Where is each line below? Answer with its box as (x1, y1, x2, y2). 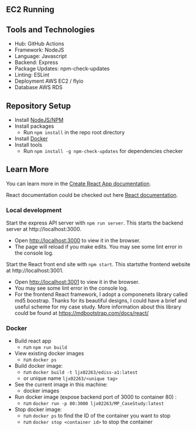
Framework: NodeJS (14, 46, 64, 53)
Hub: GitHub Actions (14, 40, 64, 47)
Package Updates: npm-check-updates (14, 65, 110, 72)
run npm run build (23, 344, 67, 351)
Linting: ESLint (14, 72, 50, 79)
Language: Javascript (14, 53, 67, 60)
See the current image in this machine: (14, 381, 108, 388)
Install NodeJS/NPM (14, 117, 64, 124)
